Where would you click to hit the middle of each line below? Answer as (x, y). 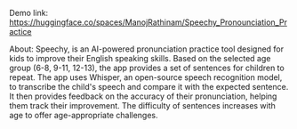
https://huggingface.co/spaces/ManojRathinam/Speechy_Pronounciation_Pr (148, 22)
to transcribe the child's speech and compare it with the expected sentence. (149, 87)
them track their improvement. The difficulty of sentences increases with (142, 105)
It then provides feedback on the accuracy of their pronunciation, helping (143, 96)
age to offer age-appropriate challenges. (84, 115)
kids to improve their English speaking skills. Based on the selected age (140, 58)
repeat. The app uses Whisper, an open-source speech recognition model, (146, 77)
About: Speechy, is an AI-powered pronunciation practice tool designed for (147, 49)
